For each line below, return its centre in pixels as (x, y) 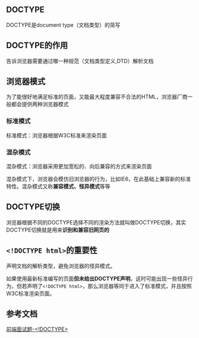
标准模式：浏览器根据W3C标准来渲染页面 (56, 135)
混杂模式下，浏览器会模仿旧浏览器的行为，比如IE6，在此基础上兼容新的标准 (99, 179)
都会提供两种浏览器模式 (40, 104)
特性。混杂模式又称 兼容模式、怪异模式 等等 (58, 186)
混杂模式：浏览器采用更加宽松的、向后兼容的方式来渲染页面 (79, 167)
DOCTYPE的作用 (37, 46)
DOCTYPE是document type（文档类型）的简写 (63, 25)
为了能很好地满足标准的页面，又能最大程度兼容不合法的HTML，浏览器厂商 (97, 97)
